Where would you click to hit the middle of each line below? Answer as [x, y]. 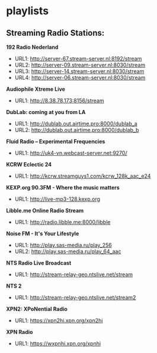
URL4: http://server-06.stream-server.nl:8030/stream [80, 78]
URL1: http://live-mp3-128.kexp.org [57, 199]
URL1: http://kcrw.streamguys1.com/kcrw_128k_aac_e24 [83, 176]
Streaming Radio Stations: [55, 33]
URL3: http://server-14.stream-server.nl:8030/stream [79, 71]
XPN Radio [20, 332]
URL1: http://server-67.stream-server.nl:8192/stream [78, 59]
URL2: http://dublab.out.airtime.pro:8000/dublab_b [77, 130]
